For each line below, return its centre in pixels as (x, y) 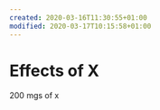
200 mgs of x (34, 96)
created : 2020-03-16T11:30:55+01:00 (78, 18)
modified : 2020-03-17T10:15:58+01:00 (80, 26)
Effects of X (54, 71)
